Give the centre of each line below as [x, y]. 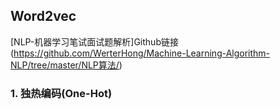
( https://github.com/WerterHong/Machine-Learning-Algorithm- [140, 53]
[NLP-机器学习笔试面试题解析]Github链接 [94, 41]
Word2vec [43, 16]
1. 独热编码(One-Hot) [61, 93]
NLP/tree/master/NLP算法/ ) [66, 65]
